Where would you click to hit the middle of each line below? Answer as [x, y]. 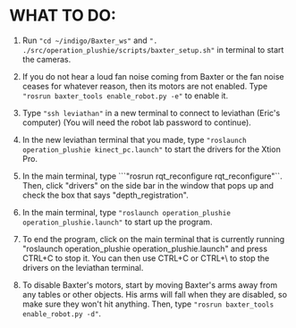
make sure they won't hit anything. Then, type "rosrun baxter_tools [148, 304]
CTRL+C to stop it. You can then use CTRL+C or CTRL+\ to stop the [146, 258]
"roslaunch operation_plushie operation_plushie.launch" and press [145, 248]
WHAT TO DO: [63, 16]
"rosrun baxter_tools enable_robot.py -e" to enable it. [125, 96]
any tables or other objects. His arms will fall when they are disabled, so [155, 294]
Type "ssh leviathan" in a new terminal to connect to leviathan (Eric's [151, 113]
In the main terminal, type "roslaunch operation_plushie [126, 212]
